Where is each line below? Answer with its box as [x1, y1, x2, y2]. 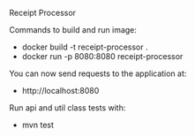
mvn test [21, 119, 55, 130]
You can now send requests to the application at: [9, 68, 187, 79]
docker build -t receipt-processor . [21, 42, 148, 52]
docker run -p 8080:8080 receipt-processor [21, 51, 184, 61]
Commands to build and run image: [9, 25, 137, 34]
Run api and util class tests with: [9, 103, 126, 113]
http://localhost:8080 [21, 86, 100, 95]
